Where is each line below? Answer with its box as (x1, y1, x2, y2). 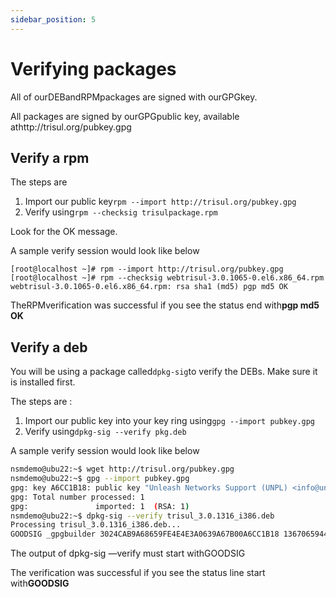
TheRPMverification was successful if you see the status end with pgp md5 (10, 299, 320, 311)
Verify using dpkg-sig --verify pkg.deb (24, 426, 187, 438)
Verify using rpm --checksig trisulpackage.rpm (24, 206, 218, 218)
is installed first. (10, 376, 76, 388)
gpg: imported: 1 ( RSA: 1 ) (10, 501, 190, 511)
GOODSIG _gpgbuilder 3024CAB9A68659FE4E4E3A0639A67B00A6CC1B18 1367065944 (10, 529, 329, 540)
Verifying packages (10, 57, 177, 80)
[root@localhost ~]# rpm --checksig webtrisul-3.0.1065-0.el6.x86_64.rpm (10, 273, 325, 283)
